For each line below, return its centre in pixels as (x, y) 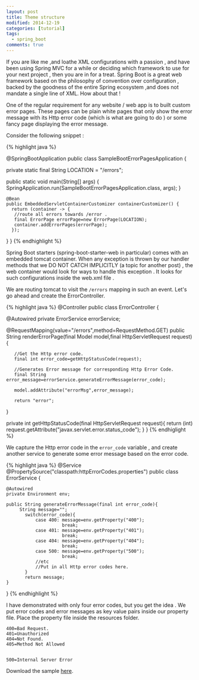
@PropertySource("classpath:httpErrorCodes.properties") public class (92, 471)
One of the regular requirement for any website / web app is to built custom (98, 105)
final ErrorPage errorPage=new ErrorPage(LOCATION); (80, 220)
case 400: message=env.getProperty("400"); (90, 520)
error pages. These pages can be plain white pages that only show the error (99, 111)
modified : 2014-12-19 (33, 23)
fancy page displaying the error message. (57, 124)
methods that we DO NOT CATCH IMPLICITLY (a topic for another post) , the (99, 265)
